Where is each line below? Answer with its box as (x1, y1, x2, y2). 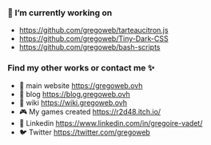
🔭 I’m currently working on (7, 7, 113, 18)
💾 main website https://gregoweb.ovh (18, 80, 143, 91)
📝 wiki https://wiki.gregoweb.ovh (18, 98, 128, 107)
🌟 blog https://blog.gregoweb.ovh (18, 89, 131, 99)
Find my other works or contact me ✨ (7, 62, 155, 74)
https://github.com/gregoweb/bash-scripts (18, 42, 161, 52)
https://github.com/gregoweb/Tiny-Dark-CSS (18, 34, 169, 43)
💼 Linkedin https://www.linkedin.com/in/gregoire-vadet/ (18, 118, 203, 127)
